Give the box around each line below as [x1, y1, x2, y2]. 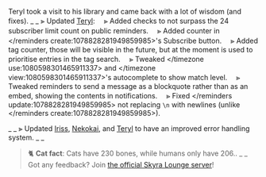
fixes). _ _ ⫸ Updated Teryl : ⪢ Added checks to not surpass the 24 [8, 16, 229, 25]
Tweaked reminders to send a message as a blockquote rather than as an [8, 82, 249, 90]
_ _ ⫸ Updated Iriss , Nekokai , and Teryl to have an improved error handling [8, 124, 250, 133]
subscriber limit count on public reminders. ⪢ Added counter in [8, 26, 220, 35]
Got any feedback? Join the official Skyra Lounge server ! [27, 160, 214, 169]
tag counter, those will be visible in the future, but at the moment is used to [8, 45, 253, 54]
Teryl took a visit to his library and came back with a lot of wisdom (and [8, 7, 242, 16]
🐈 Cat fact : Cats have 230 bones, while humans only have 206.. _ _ [27, 148, 248, 158]
